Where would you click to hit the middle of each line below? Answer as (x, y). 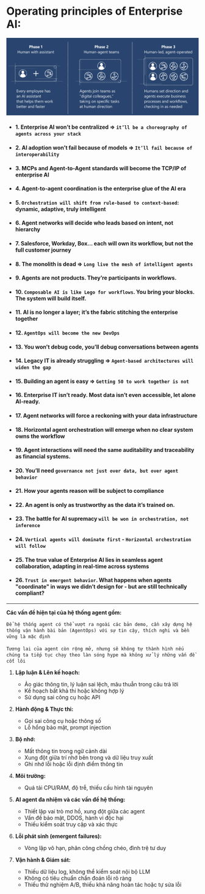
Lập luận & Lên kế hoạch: (48, 672)
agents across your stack (48, 134)
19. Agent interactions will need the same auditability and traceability (105, 450)
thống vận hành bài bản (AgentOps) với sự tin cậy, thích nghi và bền (98, 630)
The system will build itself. (51, 298)
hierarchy (28, 230)
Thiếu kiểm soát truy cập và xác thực (71, 824)
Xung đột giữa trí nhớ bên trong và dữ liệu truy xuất (89, 757)
